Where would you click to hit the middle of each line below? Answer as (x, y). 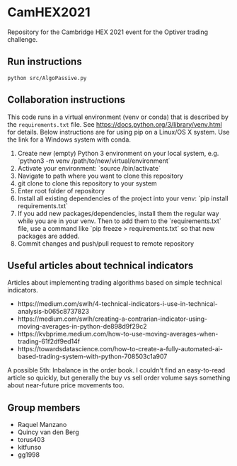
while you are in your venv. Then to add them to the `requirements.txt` (119, 221)
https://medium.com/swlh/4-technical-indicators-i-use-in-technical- (117, 304)
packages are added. (48, 236)
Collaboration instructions (67, 100)
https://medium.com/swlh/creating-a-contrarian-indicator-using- (112, 319)
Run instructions (45, 62)
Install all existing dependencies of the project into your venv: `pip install (123, 198)
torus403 (31, 440)
